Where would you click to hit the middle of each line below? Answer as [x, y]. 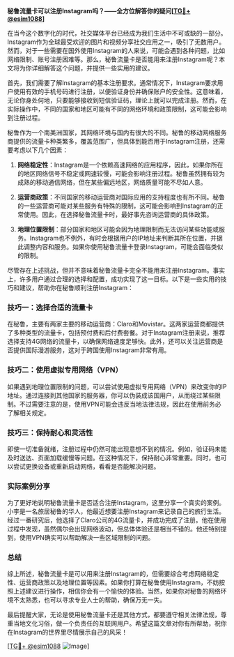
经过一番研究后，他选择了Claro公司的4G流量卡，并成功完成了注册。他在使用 [117, 520]
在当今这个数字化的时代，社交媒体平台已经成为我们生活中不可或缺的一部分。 [117, 33]
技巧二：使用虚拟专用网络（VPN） [65, 370]
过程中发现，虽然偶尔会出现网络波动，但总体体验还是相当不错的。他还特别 [114, 529]
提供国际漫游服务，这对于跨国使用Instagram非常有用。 [92, 350]
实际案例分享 [29, 486]
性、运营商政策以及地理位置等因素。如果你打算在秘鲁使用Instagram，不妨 [113, 582]
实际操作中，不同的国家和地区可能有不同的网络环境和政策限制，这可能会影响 [117, 109]
